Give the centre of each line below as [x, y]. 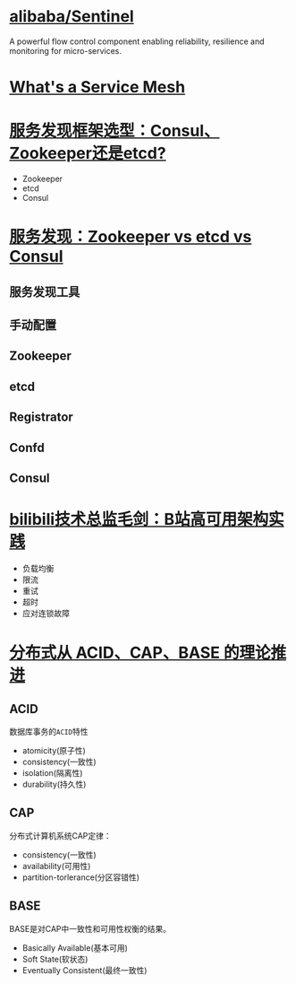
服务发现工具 [45, 292]
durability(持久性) [54, 784]
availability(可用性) [56, 866]
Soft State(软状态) [55, 959]
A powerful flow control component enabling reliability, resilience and [137, 41]
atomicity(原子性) [54, 750]
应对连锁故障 [46, 613]
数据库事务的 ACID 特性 [49, 731]
